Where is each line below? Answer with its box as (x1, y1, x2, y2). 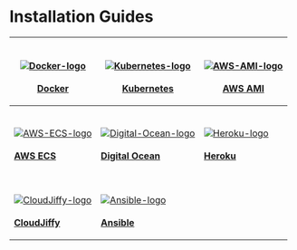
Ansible (101, 216, 135, 228)
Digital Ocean (101, 149, 161, 162)
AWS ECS (14, 149, 57, 162)
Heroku (203, 149, 237, 162)
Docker (36, 82, 70, 94)
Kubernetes (121, 82, 174, 94)
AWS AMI (222, 82, 264, 94)
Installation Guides (9, 6, 154, 27)
